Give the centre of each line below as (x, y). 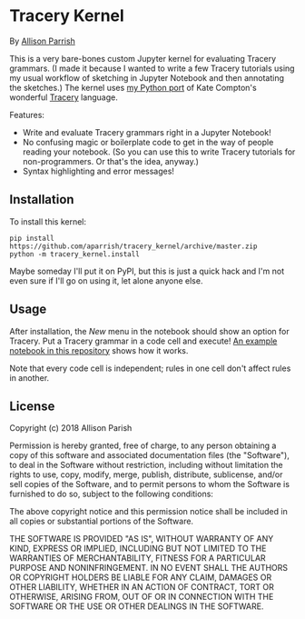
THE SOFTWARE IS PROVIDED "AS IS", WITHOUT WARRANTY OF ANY (142, 539)
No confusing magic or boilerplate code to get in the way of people (148, 142)
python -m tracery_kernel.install (75, 254)
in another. (30, 377)
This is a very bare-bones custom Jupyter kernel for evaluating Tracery (143, 58)
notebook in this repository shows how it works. (99, 350)
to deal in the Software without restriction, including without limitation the (146, 465)
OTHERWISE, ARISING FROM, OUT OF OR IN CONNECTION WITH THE (142, 597)
